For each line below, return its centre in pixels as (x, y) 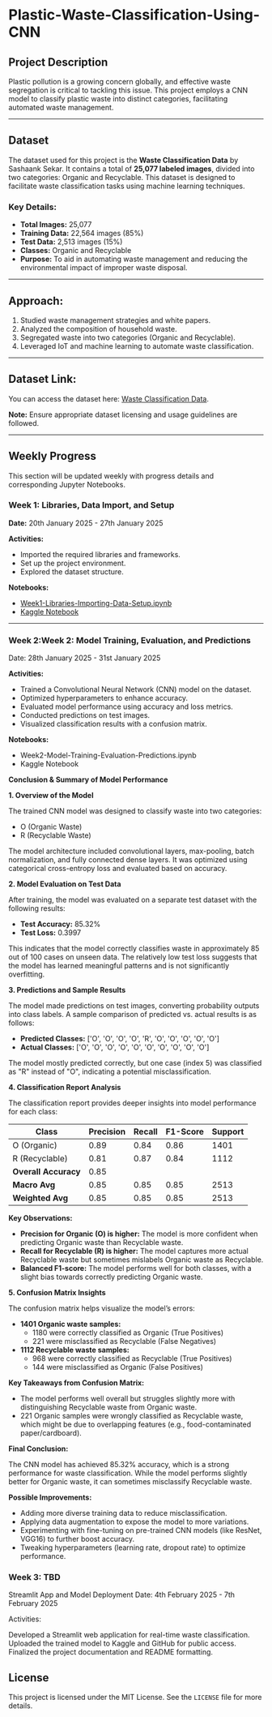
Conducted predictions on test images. (85, 715)
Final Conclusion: (38, 1449)
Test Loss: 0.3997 (51, 933)
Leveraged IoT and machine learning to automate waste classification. (137, 346)
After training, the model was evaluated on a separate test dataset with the (133, 900)
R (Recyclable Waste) (55, 835)
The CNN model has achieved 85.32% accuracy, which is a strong (119, 1465)
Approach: (36, 300)
